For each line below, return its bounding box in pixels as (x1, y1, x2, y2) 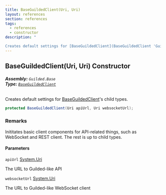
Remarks (5, 117, 27, 124)
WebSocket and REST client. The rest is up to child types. (5, 134, 123, 140)
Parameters (5, 145, 30, 151)
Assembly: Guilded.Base (5, 76, 56, 81)
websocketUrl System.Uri (5, 175, 56, 181)
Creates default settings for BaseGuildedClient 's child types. (5, 96, 128, 102)
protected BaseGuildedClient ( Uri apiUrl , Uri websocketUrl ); (5, 106, 134, 111)
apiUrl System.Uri (5, 156, 42, 162)
